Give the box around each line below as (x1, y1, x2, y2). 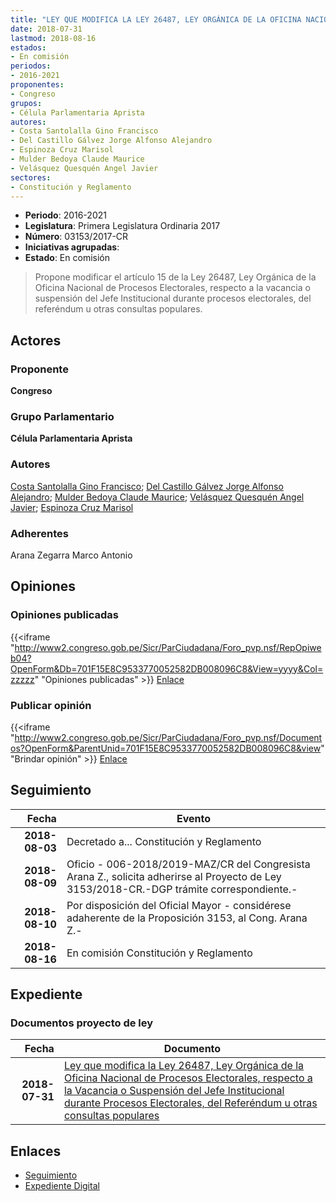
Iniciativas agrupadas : (24, 241, 120, 253)
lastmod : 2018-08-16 (10, 33, 97, 43)
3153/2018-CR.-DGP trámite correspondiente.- (66, 882, 298, 896)
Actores (10, 332, 62, 349)
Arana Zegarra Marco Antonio (10, 549, 133, 561)
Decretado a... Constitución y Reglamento (66, 834, 262, 848)
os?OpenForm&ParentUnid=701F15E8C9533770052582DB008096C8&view (10, 742, 322, 754)
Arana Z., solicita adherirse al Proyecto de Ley (66, 869, 282, 883)
